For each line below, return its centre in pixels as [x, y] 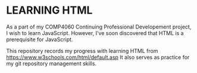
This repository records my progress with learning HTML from [82, 50]
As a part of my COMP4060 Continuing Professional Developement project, [99, 27]
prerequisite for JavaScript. [40, 39]
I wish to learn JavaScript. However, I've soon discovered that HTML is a [95, 33]
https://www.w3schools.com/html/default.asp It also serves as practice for [98, 57]
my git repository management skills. [51, 64]
